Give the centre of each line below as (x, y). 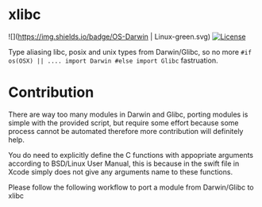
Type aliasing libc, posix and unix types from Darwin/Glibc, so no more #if (130, 52)
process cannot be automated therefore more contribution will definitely (126, 131)
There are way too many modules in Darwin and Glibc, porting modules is (128, 114)
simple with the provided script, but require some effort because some (124, 123)
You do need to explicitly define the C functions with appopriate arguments (131, 155)
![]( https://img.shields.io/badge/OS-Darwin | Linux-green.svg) (110, 36)
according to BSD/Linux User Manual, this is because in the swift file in (124, 163)
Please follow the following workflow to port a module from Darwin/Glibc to (131, 187)
